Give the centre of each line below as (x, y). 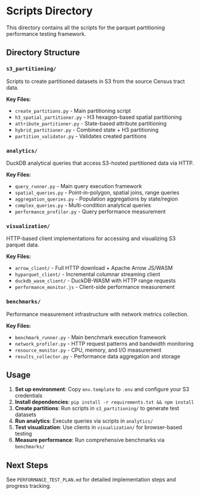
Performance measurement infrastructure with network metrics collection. (98, 314)
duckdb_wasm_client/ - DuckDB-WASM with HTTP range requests (95, 281)
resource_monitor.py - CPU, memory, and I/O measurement (88, 350)
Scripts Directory (50, 11)
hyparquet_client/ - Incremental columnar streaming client (87, 274)
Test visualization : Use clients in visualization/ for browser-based (99, 428)
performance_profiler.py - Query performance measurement (90, 211)
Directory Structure (43, 53)
